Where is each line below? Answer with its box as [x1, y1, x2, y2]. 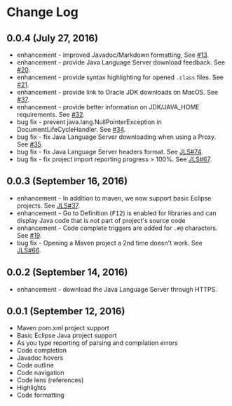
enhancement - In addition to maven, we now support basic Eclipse [16, 194, 212, 202]
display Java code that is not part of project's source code [16, 216, 186, 224]
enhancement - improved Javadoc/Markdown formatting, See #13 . [16, 50, 210, 59]
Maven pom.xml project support [16, 324, 109, 332]
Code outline [16, 361, 54, 370]
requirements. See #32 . [16, 110, 86, 119]
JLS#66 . [16, 246, 41, 255]
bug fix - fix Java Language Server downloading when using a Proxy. [16, 133, 217, 141]
